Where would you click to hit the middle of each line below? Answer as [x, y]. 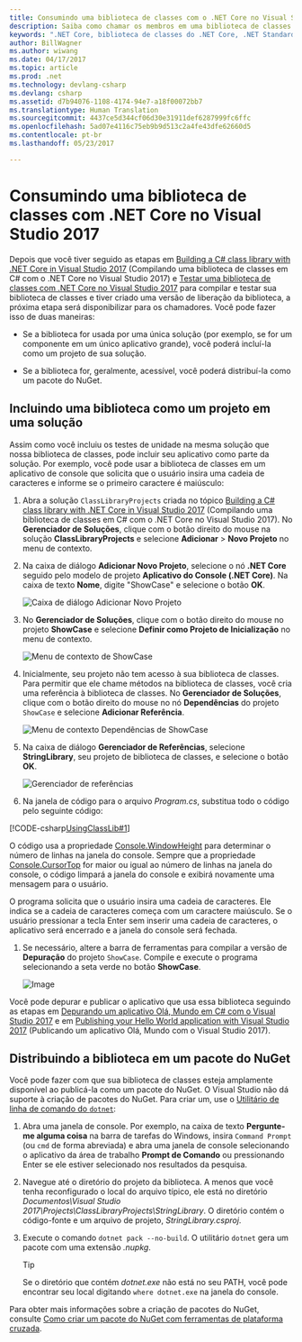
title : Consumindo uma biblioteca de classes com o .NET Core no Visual [148, 18]
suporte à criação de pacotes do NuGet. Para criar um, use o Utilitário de [144, 1100]
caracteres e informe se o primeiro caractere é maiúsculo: [117, 482]
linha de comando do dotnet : [63, 1109]
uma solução [46, 423]
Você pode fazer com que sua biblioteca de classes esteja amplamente [141, 1080]
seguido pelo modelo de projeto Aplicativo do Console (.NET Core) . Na [155, 575]
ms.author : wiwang [44, 51]
